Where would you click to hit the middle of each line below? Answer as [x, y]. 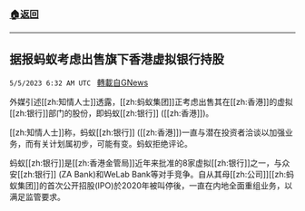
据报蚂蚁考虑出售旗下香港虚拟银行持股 [117, 59]
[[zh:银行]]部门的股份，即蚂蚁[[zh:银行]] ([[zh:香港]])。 [112, 113]
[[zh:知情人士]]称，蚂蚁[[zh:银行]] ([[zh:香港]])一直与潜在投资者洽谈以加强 [148, 132]
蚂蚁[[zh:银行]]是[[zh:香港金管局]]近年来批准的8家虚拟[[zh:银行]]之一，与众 [150, 163]
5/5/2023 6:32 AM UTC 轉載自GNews [79, 82]
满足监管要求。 [37, 197]
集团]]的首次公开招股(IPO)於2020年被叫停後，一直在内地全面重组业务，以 [155, 186]
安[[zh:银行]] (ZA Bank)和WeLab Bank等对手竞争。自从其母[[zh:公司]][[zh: [148, 175]
